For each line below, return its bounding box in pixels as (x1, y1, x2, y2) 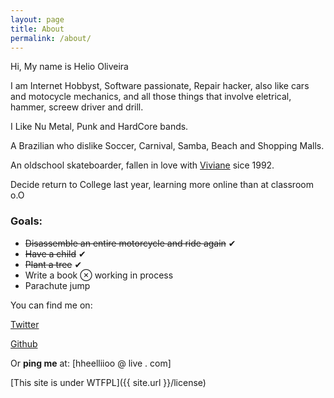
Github (10, 337, 38, 350)
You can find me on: (10, 299, 93, 311)
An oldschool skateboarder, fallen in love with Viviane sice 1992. (10, 159, 275, 171)
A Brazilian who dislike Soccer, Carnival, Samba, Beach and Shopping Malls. (10, 140, 325, 152)
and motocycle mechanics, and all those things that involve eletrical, (10, 91, 292, 103)
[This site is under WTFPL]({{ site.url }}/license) (10, 376, 207, 388)
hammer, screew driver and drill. (10, 101, 144, 113)
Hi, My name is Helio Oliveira (10, 61, 129, 73)
